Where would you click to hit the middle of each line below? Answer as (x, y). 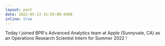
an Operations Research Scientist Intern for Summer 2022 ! (66, 38)
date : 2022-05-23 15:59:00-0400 (39, 14)
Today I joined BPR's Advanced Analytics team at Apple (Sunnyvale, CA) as (83, 33)
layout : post (19, 10)
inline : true (19, 19)
